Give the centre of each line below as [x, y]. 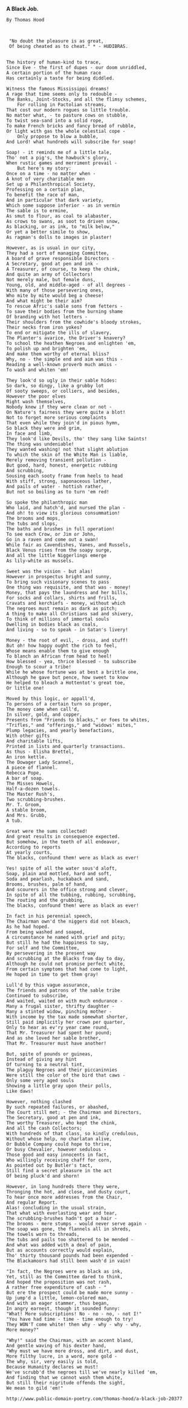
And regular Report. [32, 1203]
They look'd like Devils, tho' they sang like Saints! [77, 439]
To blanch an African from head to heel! [59, 656]
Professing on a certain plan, [46, 190]
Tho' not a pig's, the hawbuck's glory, [58, 158]
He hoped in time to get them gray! [52, 975]
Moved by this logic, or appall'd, [51, 699]
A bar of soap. [25, 778]
